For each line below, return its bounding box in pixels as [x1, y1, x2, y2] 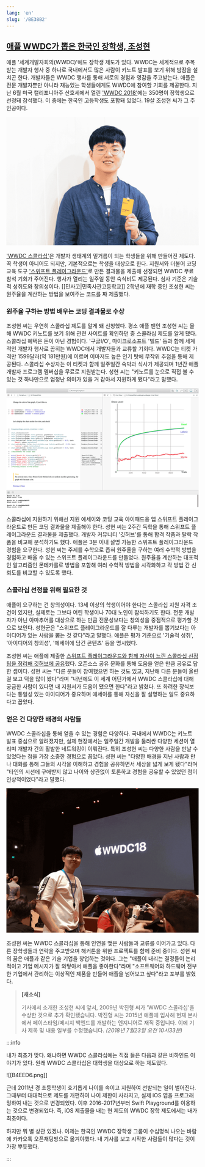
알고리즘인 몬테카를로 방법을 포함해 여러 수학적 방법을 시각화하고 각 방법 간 [12, 561, 190, 569]
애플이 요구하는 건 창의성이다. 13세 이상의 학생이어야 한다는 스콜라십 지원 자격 [6, 601, 191, 608]
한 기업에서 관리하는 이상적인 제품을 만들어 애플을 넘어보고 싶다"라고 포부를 [6, 970, 185, 977]
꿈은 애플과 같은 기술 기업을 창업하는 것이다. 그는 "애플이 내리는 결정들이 [12, 954, 185, 962]
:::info [6, 1039, 21, 1046]
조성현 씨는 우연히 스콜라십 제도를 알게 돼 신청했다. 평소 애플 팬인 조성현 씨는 [6, 322, 189, 329]
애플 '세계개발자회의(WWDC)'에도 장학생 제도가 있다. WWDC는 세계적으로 [6, 59, 184, 66]
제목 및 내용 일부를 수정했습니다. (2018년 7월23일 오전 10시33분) [27, 1026, 183, 1034]
